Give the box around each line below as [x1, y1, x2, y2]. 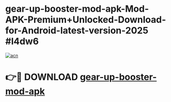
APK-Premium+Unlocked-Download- [5, 14, 166, 25]
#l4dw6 [5, 36, 39, 47]
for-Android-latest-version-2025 [5, 25, 149, 36]
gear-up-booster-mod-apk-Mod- [5, 3, 149, 15]
